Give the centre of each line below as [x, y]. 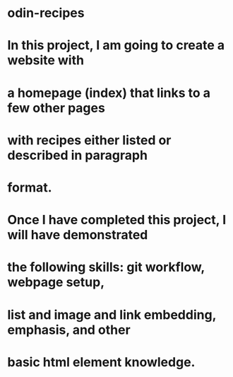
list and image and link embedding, [112, 314]
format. [30, 187]
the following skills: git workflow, [106, 267]
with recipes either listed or [89, 140]
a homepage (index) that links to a [109, 93]
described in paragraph [78, 155]
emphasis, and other [69, 330]
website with [46, 60]
